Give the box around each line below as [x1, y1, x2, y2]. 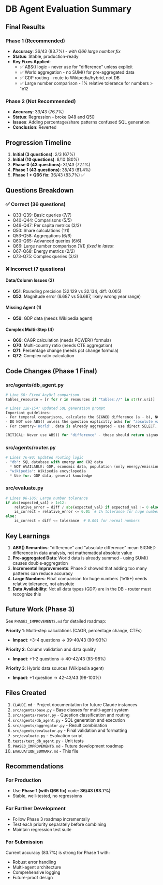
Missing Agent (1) [5, 305, 42, 311]
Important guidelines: [5, 410, 51, 415]
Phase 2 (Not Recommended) [5, 98, 76, 104]
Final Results [5, 23, 45, 31]
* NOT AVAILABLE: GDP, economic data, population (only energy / [10, 464, 142, 469]
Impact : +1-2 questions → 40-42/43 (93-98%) [12, 656, 106, 661]
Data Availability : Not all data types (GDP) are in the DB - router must [12, 586, 151, 591]
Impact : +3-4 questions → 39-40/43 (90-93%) [12, 637, 107, 642]
